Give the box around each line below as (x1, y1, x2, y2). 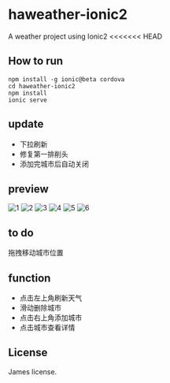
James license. (8, 366, 57, 376)
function (8, 271, 51, 284)
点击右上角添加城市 (19, 313, 83, 322)
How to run (8, 54, 64, 68)
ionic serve (8, 96, 47, 104)
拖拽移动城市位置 (8, 248, 64, 258)
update (8, 117, 44, 131)
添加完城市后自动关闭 (19, 159, 89, 169)
